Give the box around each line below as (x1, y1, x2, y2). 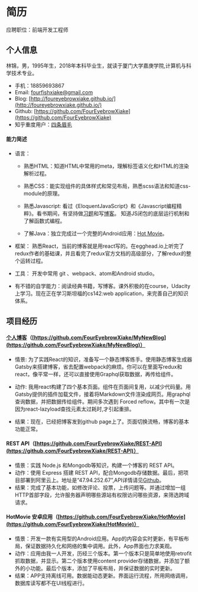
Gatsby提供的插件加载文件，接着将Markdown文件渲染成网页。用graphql (14, 391, 191, 398)
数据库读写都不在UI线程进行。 (14, 579, 87, 587)
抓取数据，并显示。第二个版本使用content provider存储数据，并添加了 (14, 557, 185, 564)
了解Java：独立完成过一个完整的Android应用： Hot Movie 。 (23, 229, 168, 237)
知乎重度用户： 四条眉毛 (14, 121, 72, 128)
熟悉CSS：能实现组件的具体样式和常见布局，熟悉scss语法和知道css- (23, 182, 191, 190)
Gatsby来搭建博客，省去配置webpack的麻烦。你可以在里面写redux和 (14, 363, 182, 370)
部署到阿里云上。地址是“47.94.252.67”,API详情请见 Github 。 (20, 476, 164, 484)
